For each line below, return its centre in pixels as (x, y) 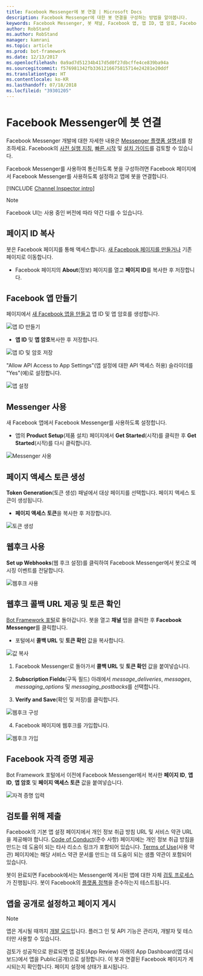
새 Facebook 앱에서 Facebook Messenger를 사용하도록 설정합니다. (87, 423)
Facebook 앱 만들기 (42, 299)
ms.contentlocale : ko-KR (37, 79)
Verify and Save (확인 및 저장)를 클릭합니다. (67, 699)
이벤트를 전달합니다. (41, 570)
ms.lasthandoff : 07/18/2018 (42, 85)
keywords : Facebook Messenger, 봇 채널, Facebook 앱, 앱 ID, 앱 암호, (92, 23)
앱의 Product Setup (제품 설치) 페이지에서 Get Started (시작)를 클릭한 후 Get (105, 436)
